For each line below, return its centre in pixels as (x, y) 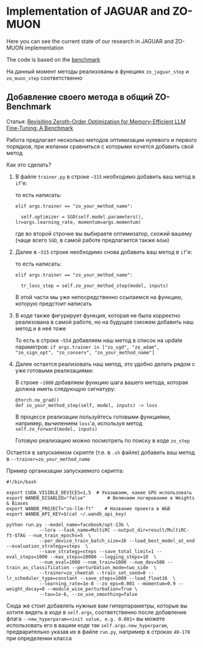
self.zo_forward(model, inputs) (56, 429)
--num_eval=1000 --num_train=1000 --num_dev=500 (102, 562)
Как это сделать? (29, 165)
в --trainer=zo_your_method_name (48, 459)
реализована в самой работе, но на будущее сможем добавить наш (104, 322)
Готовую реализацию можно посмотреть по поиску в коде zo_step (102, 440)
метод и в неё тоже (41, 328)
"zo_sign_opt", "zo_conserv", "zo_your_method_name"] (85, 352)
